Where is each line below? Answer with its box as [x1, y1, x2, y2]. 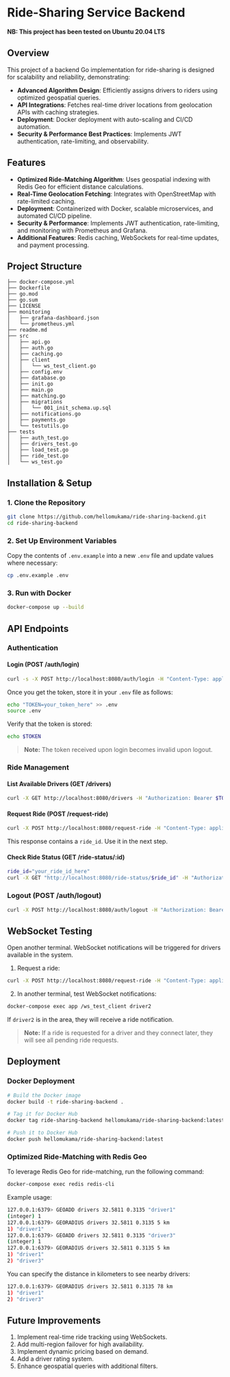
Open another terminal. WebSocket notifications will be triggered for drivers [7, 944, 221, 952]
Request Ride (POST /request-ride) [7, 809, 108, 818]
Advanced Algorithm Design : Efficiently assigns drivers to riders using [16, 86, 218, 94]
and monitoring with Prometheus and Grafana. [16, 226, 148, 234]
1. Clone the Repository [7, 498, 86, 507]
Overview [7, 47, 50, 59]
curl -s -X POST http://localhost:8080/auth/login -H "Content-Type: [7, 675, 210, 683]
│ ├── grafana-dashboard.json [7, 315, 99, 321]
